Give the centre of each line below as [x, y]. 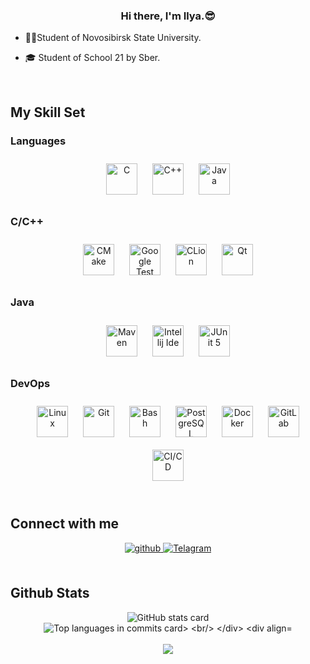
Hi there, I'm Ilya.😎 [168, 16]
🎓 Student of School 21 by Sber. [92, 58]
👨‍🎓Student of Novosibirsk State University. [113, 38]
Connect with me [65, 524]
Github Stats [50, 593]
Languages [38, 141]
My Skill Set [48, 112]
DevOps [30, 383]
